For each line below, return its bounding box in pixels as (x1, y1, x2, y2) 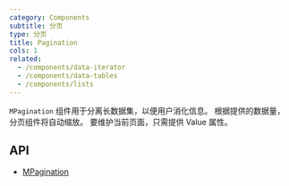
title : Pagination (9, 38, 78, 47)
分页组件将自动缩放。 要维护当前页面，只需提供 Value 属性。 (9, 116, 233, 127)
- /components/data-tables (17, 72, 118, 80)
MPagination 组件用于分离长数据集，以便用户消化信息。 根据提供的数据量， (9, 105, 285, 116)
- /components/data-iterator (17, 63, 126, 72)
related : (9, 55, 42, 63)
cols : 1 (9, 46, 38, 55)
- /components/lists (17, 80, 94, 89)
